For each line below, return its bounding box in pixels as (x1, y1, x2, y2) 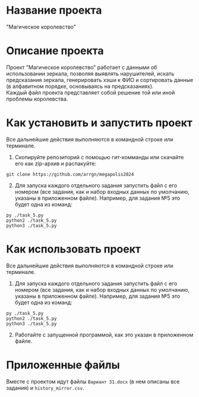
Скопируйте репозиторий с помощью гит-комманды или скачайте (14, 153, 184, 160)
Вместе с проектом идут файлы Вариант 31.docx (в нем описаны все (6, 378, 180, 385)
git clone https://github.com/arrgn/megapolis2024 (6, 171, 134, 177)
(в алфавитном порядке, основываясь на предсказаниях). (6, 83, 154, 90)
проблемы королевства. (6, 95, 68, 102)
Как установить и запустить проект (6, 116, 193, 130)
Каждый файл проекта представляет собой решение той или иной (6, 89, 175, 96)
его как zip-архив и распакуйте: (14, 160, 97, 167)
